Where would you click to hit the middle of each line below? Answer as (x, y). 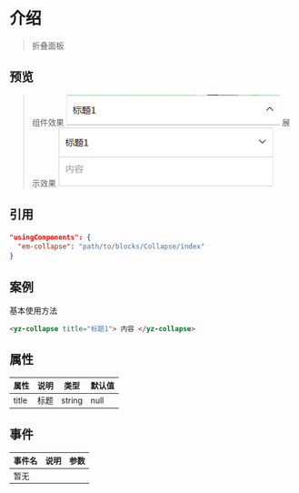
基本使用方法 (33, 311)
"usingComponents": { (50, 237)
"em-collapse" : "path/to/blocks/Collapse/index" (111, 246)
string (72, 400)
